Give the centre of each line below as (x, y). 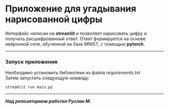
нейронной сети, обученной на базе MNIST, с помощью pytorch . (75, 44)
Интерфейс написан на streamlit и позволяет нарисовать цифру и (76, 33)
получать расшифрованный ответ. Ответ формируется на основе (75, 39)
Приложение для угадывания (71, 9)
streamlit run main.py (29, 87)
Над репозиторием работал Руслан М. (48, 101)
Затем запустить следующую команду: (47, 78)
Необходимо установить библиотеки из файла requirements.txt (73, 73)
